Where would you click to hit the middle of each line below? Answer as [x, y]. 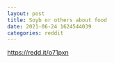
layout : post [26, 13]
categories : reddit [35, 33]
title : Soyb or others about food [57, 20]
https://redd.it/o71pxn [38, 53]
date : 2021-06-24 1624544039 [49, 26]
